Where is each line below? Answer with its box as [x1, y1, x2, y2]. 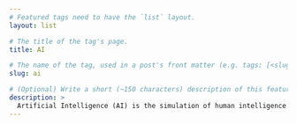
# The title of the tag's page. [9, 37, 128, 46]
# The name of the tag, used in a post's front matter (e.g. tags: [9, 61, 263, 70]
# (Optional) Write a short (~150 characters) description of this [9, 85, 263, 94]
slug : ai [9, 69, 42, 78]
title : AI [9, 45, 46, 54]
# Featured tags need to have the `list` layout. [9, 12, 196, 22]
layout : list [9, 21, 57, 30]
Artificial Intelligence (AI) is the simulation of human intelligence [17, 101, 287, 110]
